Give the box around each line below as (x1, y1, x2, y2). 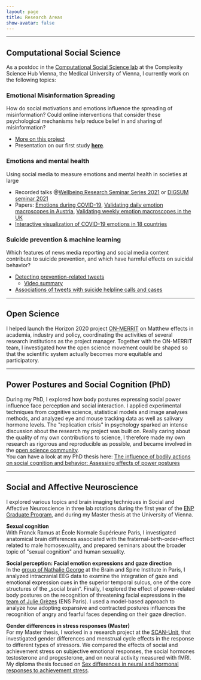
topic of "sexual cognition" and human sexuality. (6, 548, 126, 555)
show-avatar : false (6, 20, 55, 26)
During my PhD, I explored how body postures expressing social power (6, 395, 181, 403)
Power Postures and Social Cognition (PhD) (6, 380, 171, 390)
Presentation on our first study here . (14, 142, 105, 149)
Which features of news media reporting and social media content (6, 249, 169, 256)
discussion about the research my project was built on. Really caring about (6, 427, 190, 434)
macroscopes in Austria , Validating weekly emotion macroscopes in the (14, 207, 191, 214)
